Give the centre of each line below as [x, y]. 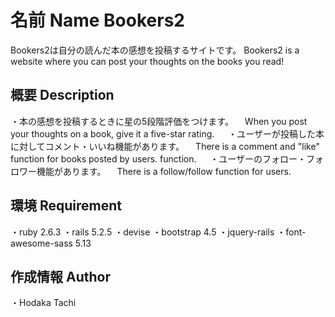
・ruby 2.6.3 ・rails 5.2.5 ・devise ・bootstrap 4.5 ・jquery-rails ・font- [158, 232]
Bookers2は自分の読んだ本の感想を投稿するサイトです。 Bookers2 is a [155, 50]
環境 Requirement [66, 206]
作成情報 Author [60, 276]
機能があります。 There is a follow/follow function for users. [164, 171]
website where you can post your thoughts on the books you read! [147, 61]
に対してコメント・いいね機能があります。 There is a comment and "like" [165, 146]
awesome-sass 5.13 [51, 243]
